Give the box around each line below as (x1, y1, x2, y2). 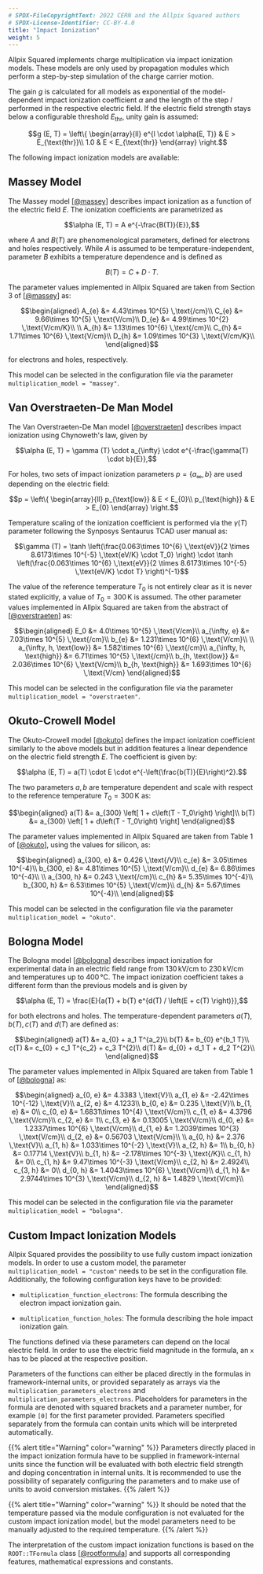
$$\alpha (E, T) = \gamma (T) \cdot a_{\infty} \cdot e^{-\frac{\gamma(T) (15, 445, 249, 455)
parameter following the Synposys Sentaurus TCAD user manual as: (8, 526, 228, 536)
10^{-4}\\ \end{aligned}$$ (89, 888, 174, 898)
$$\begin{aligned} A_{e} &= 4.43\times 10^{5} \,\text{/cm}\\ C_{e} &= (20, 306, 243, 315)
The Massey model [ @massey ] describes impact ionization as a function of (8, 196, 252, 205)
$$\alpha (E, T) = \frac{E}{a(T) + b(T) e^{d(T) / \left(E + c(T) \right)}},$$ (15, 996, 249, 1005)
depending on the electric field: (8, 479, 110, 488)
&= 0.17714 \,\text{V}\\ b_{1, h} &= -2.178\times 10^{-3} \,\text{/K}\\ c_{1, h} (13, 1149, 251, 1159)
